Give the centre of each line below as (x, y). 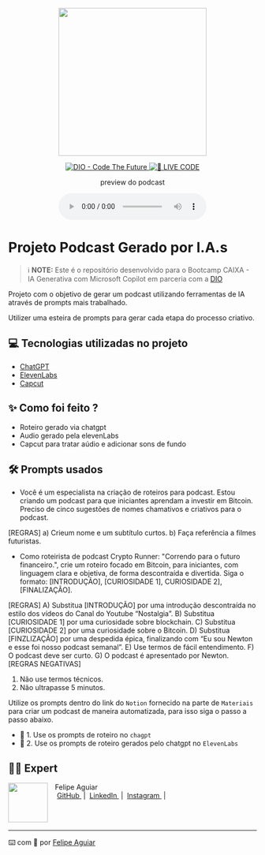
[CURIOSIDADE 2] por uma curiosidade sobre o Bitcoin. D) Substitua (119, 630)
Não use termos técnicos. (62, 679)
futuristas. (25, 541)
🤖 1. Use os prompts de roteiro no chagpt (85, 735)
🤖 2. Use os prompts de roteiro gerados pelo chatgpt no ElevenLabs (129, 743)
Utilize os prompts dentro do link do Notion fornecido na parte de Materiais (131, 703)
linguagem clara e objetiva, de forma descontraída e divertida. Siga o (132, 573)
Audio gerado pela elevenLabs (69, 435)
